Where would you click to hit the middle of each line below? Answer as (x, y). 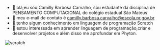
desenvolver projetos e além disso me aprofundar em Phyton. (75, 33)
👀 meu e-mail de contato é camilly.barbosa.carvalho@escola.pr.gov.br (83, 18)
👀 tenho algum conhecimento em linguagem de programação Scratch (82, 23)
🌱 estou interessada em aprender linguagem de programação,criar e (81, 28)
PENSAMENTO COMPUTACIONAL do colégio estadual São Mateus (80, 13)
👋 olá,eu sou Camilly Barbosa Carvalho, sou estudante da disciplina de (84, 8)
